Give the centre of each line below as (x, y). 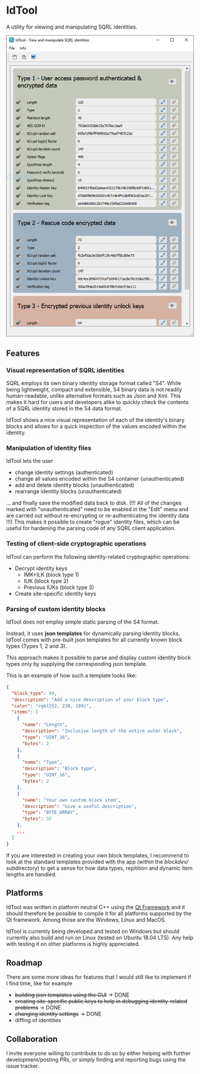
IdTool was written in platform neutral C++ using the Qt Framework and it (96, 907)
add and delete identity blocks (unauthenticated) (74, 485)
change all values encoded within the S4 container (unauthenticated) (99, 479)
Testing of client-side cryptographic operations (76, 544)
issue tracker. (23, 1066)
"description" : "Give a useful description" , (79, 806)
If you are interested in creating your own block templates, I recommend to (98, 855)
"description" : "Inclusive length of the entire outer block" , (102, 731)
